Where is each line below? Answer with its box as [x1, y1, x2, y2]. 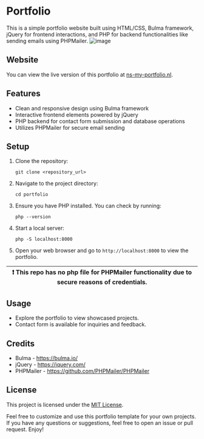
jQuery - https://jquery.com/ [15, 361, 86, 368]
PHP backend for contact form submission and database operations [15, 117, 185, 125]
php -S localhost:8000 [15, 236, 73, 243]
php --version [15, 214, 51, 220]
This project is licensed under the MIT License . [6, 401, 124, 408]
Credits [6, 338, 35, 349]
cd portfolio [15, 192, 49, 198]
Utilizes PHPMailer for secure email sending [15, 124, 125, 131]
